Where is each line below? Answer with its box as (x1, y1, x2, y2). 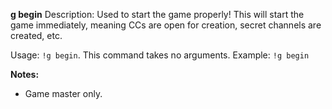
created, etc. (10, 30, 63, 41)
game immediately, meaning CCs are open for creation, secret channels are (10, 19, 322, 31)
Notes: (10, 69, 40, 80)
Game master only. (24, 88, 103, 99)
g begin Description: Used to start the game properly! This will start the (10, 9, 305, 20)
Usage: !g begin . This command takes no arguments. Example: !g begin (10, 49, 310, 61)
